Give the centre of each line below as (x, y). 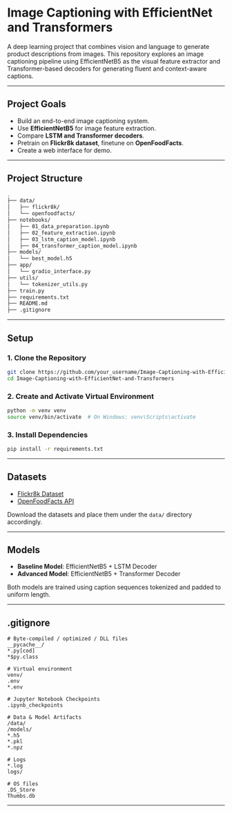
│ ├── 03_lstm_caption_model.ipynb (61, 239)
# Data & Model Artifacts (44, 718)
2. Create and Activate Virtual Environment (80, 396)
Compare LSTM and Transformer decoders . (81, 135)
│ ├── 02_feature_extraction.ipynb (61, 233)
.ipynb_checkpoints (35, 705)
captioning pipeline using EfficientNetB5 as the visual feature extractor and (114, 61)
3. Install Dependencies (48, 435)
